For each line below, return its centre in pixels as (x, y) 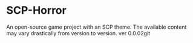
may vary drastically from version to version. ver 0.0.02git (78, 33)
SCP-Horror (36, 10)
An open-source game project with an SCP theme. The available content (97, 27)
